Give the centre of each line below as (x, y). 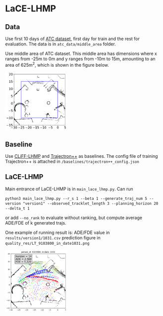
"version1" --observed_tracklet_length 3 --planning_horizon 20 (91, 203)
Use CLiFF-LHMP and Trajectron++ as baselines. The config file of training (81, 156)
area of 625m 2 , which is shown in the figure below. (57, 65)
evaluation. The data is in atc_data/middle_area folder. (61, 44)
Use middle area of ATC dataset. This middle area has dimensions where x (81, 53)
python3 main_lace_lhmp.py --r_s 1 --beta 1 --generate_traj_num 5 (76, 198)
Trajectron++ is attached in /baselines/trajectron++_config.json (72, 162)
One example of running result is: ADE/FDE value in (57, 232)
